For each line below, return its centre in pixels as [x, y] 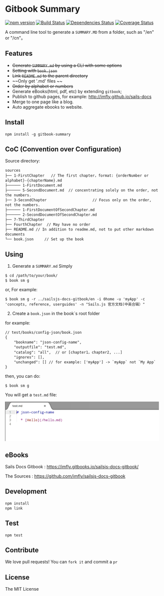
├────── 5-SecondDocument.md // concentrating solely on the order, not [82, 190]
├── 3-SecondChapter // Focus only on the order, [78, 200]
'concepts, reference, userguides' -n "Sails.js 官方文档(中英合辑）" [75, 304]
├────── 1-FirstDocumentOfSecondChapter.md [50, 210]
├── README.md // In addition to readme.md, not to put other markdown [79, 229]
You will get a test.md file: [31, 395]
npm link [14, 508]
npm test [14, 535]
